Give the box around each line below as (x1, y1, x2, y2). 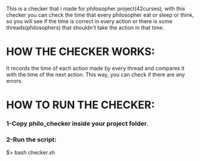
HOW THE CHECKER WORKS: (6, 45, 155, 58)
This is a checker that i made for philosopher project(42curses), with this (6, 5, 186, 12)
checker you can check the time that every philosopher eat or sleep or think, (6, 11, 194, 18)
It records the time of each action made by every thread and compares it (6, 64, 185, 72)
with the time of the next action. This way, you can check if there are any (6, 71, 185, 78)
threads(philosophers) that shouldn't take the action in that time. (6, 24, 164, 31)
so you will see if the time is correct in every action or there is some (6, 18, 173, 24)
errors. (6, 77, 23, 84)
